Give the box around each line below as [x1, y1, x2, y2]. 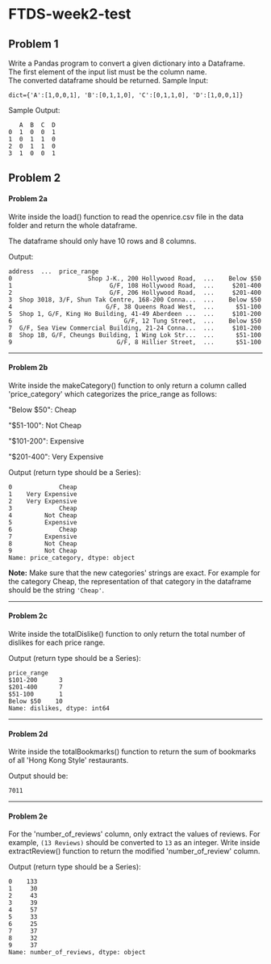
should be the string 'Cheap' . [8, 585, 105, 595]
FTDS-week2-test [8, 5, 131, 23]
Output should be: [8, 771, 69, 781]
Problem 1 [8, 37, 59, 51]
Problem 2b [8, 363, 48, 373]
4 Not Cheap [8, 511, 78, 520]
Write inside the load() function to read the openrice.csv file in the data [8, 212, 244, 221]
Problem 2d [8, 729, 48, 739]
